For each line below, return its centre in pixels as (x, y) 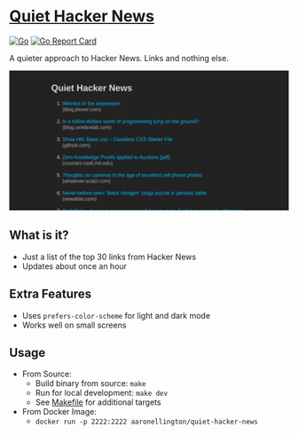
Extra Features (51, 294)
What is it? (39, 236)
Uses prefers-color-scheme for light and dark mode (116, 315)
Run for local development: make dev (102, 393)
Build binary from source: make (90, 384)
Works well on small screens (74, 325)
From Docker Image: (59, 412)
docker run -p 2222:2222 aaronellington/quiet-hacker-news (147, 422)
